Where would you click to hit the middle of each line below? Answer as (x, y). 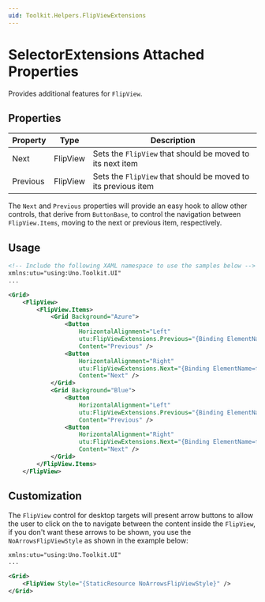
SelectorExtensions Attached (106, 54)
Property (29, 141)
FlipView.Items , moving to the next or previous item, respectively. (115, 223)
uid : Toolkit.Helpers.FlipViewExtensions (77, 15)
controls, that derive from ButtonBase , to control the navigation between (125, 214)
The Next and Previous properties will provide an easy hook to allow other (128, 206)
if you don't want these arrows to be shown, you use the (100, 532)
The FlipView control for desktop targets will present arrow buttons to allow (131, 515)
